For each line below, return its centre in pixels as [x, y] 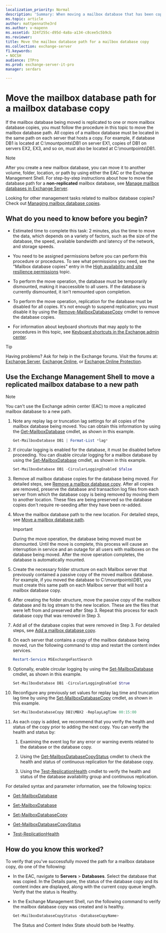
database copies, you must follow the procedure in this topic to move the [80, 127]
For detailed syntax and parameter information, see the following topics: [79, 786]
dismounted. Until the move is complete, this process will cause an [80, 544]
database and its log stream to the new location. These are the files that [85, 605]
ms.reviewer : [19, 37]
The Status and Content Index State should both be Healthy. [74, 925]
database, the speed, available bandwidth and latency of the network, [83, 241]
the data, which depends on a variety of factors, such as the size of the [85, 236]
